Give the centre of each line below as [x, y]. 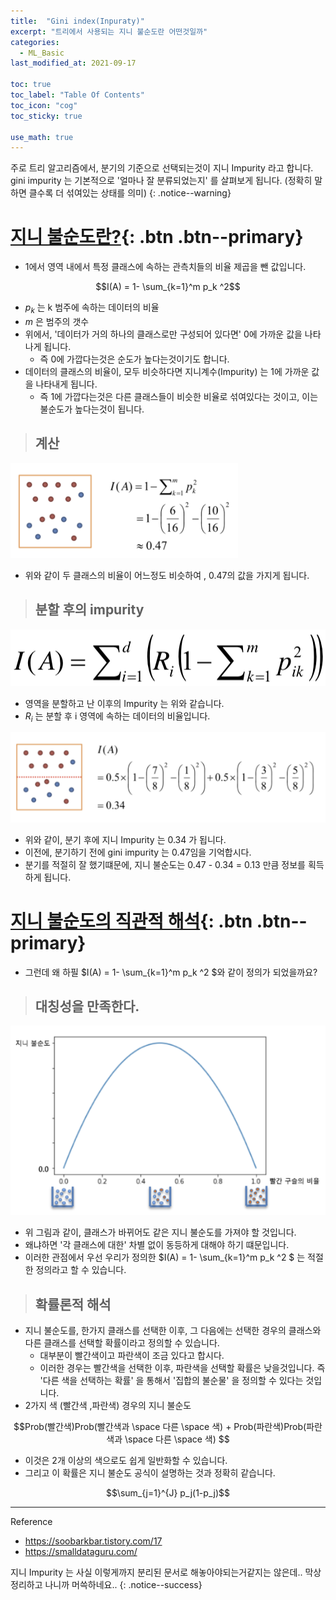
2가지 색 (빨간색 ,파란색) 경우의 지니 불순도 [108, 1405]
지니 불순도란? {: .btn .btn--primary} [157, 237]
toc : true [31, 85]
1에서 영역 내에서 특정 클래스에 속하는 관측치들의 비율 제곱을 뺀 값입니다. [165, 267]
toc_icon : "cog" [44, 105]
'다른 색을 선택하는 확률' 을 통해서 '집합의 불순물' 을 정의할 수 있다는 [171, 1380]
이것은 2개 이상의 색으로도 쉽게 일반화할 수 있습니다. [126, 1460]
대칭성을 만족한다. [87, 1006]
